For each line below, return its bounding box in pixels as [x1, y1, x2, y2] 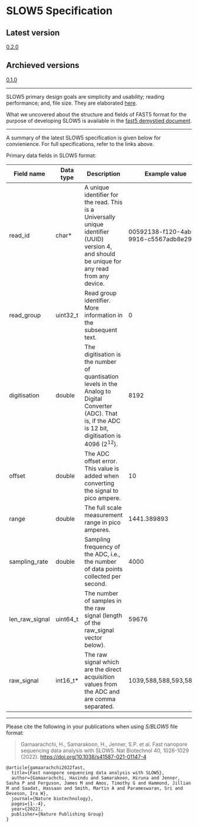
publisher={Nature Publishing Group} [11, 811, 104, 817]
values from [84, 680, 118, 689]
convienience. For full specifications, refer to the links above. [6, 140, 154, 147]
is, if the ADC [84, 417, 121, 425]
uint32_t [55, 311, 78, 319]
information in [84, 311, 123, 319]
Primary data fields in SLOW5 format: [6, 152, 97, 159]
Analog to [84, 387, 111, 395]
